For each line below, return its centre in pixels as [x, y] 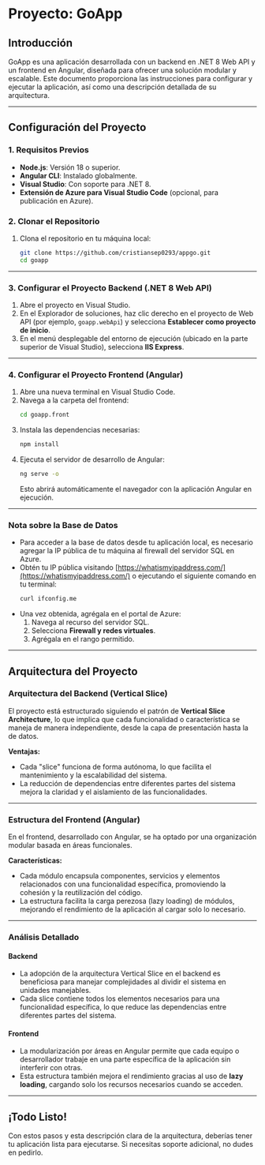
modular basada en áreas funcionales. [70, 845]
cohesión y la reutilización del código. [81, 893]
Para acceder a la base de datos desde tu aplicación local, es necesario [136, 542]
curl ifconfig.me [48, 599]
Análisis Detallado [44, 938]
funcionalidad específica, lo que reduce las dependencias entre [123, 1007]
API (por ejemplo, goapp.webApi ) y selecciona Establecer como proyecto [138, 322]
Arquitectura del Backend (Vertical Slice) [88, 694]
